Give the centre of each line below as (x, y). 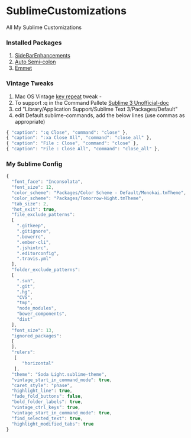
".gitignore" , (34, 231)
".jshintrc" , (33, 248)
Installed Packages (34, 43)
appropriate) (30, 121)
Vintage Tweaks (30, 83)
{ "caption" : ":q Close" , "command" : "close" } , (67, 132)
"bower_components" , (42, 314)
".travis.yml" (34, 259)
